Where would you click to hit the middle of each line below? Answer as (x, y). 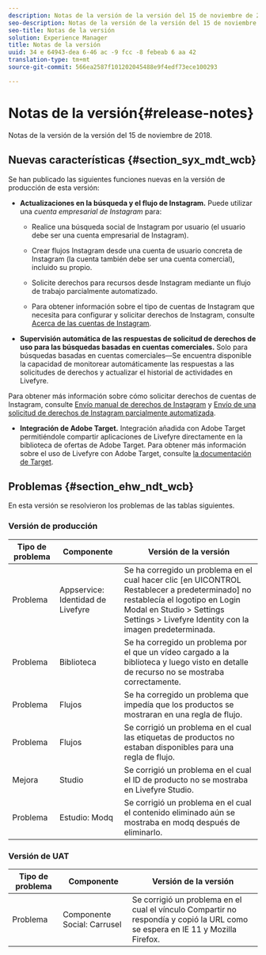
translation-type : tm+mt (49, 60)
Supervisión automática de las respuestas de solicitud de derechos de (138, 338)
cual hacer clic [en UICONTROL (182, 580)
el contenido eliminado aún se (180, 812)
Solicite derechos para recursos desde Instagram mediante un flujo (141, 283)
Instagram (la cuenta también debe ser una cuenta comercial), (133, 259)
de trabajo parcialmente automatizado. (95, 291)
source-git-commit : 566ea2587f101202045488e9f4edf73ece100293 (113, 67)
